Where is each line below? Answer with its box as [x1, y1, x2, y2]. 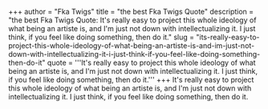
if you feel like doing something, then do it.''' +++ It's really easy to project [8, 75, 254, 84]
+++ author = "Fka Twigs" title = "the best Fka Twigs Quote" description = [8, 7, 254, 16]
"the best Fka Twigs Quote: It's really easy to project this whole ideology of [8, 15, 257, 25]
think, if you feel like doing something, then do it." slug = [8, 32, 195, 42]
